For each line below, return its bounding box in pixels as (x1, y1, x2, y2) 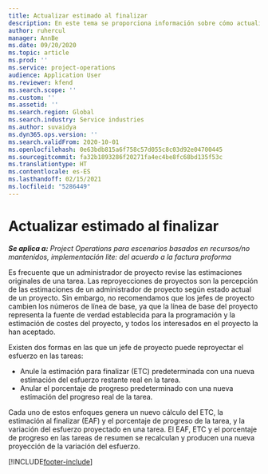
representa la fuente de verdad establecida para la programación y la (8, 309, 235, 320)
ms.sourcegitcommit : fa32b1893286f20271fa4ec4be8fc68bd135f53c (8, 153, 223, 161)
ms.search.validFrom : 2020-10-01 (8, 137, 120, 146)
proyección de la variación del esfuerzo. (8, 441, 141, 451)
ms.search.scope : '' (8, 86, 77, 94)
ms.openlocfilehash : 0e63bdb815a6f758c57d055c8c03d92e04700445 (8, 145, 223, 153)
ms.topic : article (8, 49, 69, 57)
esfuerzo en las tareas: (8, 351, 84, 360)
